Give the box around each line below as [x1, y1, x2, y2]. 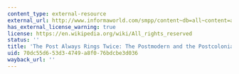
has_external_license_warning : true [7, 23, 116, 30]
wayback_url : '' [7, 56, 55, 63]
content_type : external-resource [7, 10, 107, 18]
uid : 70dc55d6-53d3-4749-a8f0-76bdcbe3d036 [7, 50, 139, 57]
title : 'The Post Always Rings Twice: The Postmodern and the [7, 43, 196, 50]
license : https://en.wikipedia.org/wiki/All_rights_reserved [7, 30, 193, 37]
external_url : [7, 17, 50, 24]
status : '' [7, 37, 40, 44]
